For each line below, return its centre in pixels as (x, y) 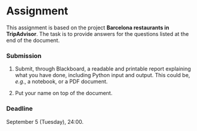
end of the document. (33, 40)
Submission (24, 56)
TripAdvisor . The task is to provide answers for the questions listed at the (98, 33)
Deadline (20, 109)
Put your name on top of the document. (64, 93)
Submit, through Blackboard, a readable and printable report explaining (103, 69)
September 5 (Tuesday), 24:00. (45, 121)
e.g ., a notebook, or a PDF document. (61, 81)
